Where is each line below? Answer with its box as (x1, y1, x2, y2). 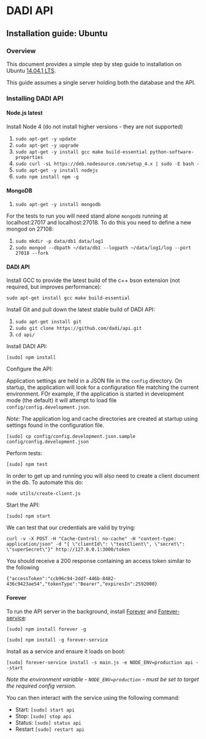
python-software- (150, 149, 194, 155)
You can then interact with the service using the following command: (6, 694, 180, 701)
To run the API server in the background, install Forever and (6, 608, 157, 615)
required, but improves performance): (6, 283, 102, 291)
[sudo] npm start (6, 513, 51, 519)
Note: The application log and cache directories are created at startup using (6, 415, 198, 423)
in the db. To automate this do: (6, 479, 84, 486)
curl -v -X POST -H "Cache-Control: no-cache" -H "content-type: (6, 536, 177, 542)
